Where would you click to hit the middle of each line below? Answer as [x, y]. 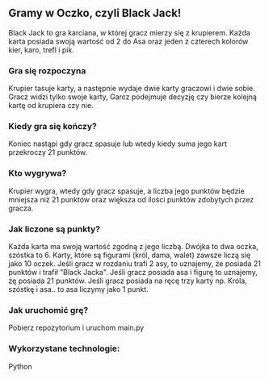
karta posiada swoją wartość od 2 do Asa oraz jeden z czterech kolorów [128, 41]
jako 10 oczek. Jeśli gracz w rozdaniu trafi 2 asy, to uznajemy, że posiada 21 [134, 264]
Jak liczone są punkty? [55, 229]
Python [20, 366]
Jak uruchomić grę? [48, 310]
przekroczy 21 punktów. [48, 152]
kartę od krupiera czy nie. [51, 106]
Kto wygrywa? [38, 173]
